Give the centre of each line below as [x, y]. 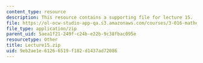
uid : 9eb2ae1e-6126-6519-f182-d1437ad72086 [62, 51]
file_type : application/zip [42, 28]
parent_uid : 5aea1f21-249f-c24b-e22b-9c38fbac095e [71, 34]
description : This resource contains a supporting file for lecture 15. [100, 17]
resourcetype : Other [32, 40]
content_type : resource [36, 12]
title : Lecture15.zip [34, 46]
